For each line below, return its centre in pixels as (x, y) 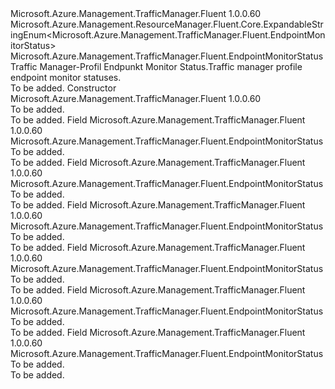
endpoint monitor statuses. (66, 77)
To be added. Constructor (63, 88)
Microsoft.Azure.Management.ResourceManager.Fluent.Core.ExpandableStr (167, 24)
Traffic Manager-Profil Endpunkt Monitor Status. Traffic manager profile (156, 66)
